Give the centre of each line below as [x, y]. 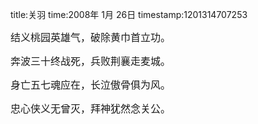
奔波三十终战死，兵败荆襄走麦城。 [91, 61]
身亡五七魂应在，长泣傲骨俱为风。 [91, 85]
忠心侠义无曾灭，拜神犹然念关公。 [91, 108]
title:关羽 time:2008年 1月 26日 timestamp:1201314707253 [129, 14]
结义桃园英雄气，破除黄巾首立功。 [91, 37]
